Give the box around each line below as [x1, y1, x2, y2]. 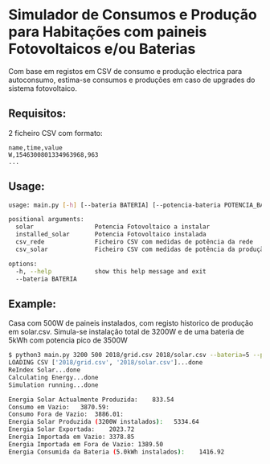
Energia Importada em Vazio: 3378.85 [8, 433, 135, 441]
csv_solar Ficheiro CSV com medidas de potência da [15, 245, 235, 253]
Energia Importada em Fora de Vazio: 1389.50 [8, 440, 163, 448]
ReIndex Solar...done [8, 366, 81, 374]
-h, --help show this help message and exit [15, 267, 207, 275]
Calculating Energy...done [8, 373, 99, 381]
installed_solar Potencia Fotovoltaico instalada [15, 231, 207, 239]
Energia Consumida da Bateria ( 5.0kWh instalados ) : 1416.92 [8, 448, 225, 456]
